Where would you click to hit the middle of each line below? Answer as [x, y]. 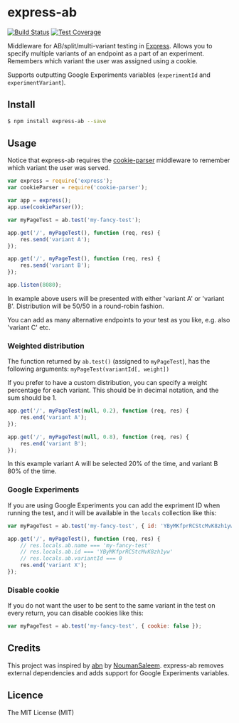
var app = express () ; [39, 201]
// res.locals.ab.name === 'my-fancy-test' [86, 545]
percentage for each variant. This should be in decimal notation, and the [113, 390]
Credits [24, 648]
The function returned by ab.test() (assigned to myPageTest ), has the [109, 361]
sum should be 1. [32, 398]
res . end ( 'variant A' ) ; [54, 418]
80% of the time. [32, 471]
